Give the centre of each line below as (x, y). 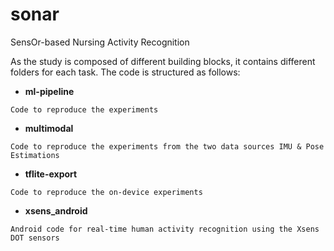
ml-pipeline (49, 91)
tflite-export (51, 174)
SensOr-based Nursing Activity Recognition (100, 42)
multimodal (49, 128)
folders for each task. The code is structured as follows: (125, 72)
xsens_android (56, 210)
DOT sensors (35, 238)
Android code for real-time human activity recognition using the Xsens (165, 229)
